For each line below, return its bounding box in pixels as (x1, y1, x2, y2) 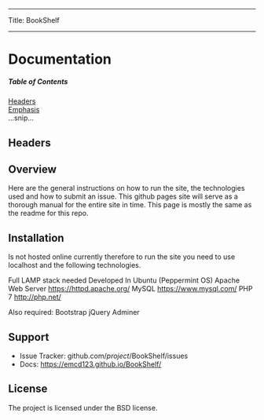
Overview (8, 163, 57, 176)
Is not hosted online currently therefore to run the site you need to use (8, 252, 236, 261)
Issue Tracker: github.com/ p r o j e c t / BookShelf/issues (19, 351, 189, 360)
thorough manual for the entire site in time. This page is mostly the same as (8, 200, 252, 210)
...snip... (8, 113, 34, 122)
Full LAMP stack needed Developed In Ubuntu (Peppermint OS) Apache (8, 276, 240, 285)
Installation (8, 231, 64, 244)
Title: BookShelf (8, 16, 60, 24)
